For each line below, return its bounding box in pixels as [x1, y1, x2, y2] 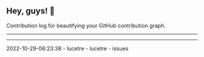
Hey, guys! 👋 [6, 6, 55, 16]
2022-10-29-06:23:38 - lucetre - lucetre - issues [6, 44, 129, 52]
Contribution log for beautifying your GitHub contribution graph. [6, 22, 166, 29]
